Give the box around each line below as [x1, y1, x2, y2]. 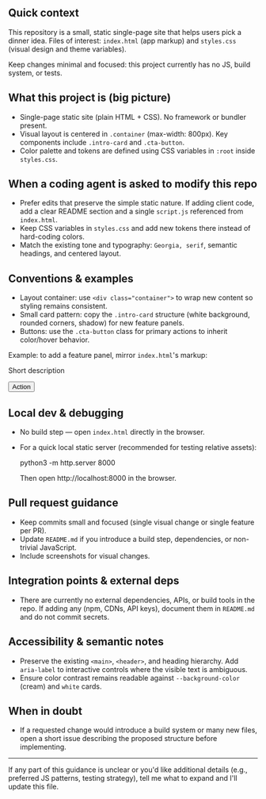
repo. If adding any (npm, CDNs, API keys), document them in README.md [19, 603, 255, 613]
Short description [8, 366, 65, 375]
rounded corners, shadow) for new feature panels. [19, 318, 184, 328]
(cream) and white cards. [19, 682, 102, 691]
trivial [19, 543, 38, 552]
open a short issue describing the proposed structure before [19, 734, 218, 743]
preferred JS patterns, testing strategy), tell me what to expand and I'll [8, 774, 237, 783]
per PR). [19, 525, 47, 535]
